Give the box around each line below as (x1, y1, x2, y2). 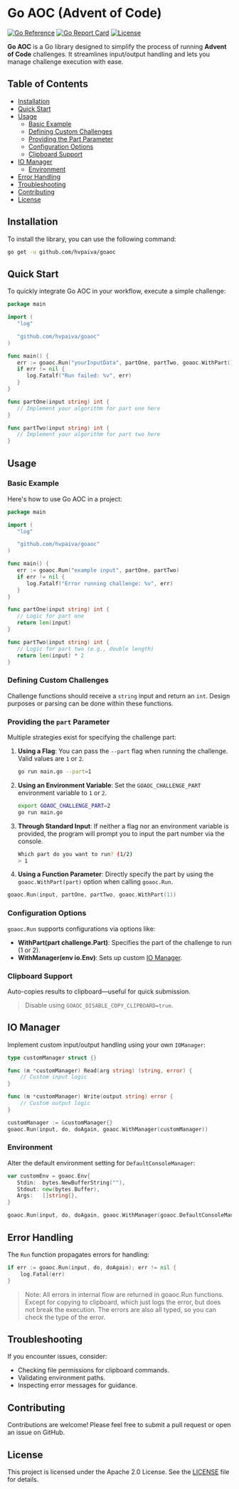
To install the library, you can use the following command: (7, 235, 176, 243)
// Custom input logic (20, 1074, 87, 1081)
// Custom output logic (20, 1100, 91, 1107)
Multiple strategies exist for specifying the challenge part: (7, 733, 176, 742)
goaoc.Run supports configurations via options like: (7, 924, 156, 933)
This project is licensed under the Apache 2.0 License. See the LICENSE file (7, 1467, 230, 1476)
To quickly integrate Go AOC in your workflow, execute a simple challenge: (7, 287, 226, 296)
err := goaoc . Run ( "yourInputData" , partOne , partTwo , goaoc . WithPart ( (16, 359, 231, 366)
